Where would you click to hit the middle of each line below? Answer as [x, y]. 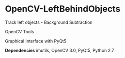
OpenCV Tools [20, 31]
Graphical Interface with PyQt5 [36, 41]
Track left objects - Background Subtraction [49, 22]
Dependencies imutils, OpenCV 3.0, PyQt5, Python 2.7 [60, 50]
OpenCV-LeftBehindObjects [63, 9]
